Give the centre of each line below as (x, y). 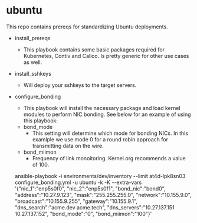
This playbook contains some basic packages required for (94, 49)
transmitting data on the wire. (68, 146)
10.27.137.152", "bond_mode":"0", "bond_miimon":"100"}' (83, 214)
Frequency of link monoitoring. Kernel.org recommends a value (109, 158)
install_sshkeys (33, 73)
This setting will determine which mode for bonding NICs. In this (110, 133)
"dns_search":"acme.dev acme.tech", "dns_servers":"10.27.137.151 (95, 207)
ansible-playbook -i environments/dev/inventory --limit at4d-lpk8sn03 (100, 176)
